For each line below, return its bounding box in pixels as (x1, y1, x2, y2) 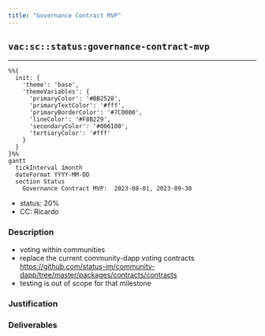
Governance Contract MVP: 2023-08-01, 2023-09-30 (22, 185, 192, 193)
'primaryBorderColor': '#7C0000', (28, 108, 144, 117)
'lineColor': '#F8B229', (28, 115, 111, 123)
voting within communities (19, 244, 106, 254)
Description (8, 227, 54, 238)
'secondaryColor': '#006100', (28, 123, 129, 130)
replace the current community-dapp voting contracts (19, 253, 195, 262)
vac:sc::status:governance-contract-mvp (8, 41, 211, 52)
